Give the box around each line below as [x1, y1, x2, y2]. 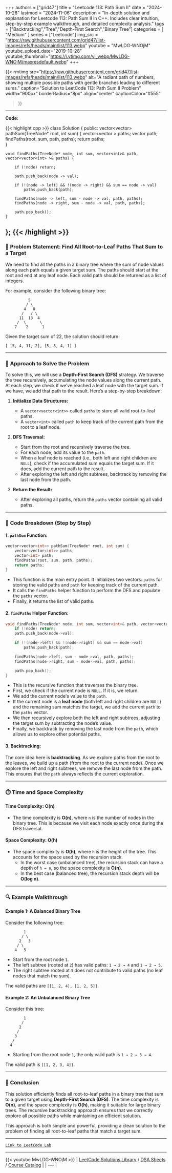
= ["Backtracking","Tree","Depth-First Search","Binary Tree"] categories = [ [5, 26, 164, 32]
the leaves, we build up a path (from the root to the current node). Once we [5, 760, 164, 766]
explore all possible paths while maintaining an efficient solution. [5, 1113, 142, 1119]
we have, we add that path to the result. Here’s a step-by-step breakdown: [5, 388, 162, 394]
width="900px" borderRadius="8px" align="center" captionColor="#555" [5, 91, 161, 96]
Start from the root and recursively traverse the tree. [20, 444, 131, 450]
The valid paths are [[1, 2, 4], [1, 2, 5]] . [5, 983, 99, 989]
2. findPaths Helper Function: [5, 610, 69, 616]
